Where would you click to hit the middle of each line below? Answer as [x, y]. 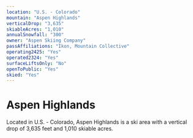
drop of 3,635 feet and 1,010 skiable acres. [60, 129]
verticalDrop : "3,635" [35, 23]
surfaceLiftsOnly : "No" [37, 63]
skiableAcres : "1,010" [35, 29]
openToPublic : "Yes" [33, 69]
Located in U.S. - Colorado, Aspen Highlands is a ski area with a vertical [97, 122]
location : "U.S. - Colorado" [43, 12]
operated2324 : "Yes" [33, 58]
